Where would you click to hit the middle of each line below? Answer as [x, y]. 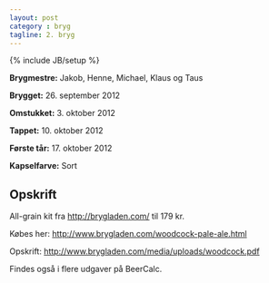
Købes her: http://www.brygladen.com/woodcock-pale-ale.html [128, 234]
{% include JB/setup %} [55, 61]
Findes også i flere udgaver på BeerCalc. [86, 269]
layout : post [34, 18]
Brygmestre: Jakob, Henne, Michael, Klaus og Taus [106, 78]
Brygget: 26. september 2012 [65, 95]
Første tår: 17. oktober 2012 [61, 148]
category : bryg [40, 26]
